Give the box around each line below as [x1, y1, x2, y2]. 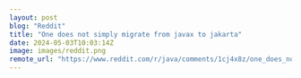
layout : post [9, 13, 58, 22]
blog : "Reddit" [9, 22, 66, 30]
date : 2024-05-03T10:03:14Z [9, 38, 115, 48]
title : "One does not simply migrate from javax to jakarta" [9, 30, 243, 39]
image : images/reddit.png [9, 47, 106, 56]
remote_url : [9, 55, 54, 64]
